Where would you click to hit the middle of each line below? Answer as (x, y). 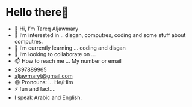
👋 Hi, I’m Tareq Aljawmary (46, 29)
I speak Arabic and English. (48, 97)
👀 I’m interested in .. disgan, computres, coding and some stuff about (100, 35)
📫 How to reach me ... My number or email (68, 61)
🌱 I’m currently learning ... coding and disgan (70, 48)
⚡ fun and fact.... (35, 88)
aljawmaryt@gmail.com (43, 76)
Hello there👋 (37, 12)
